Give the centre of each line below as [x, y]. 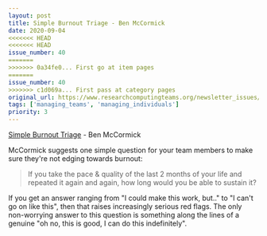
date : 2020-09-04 [37, 30]
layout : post [30, 16]
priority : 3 [28, 112]
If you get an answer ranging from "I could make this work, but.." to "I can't [131, 198]
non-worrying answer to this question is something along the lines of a [124, 215]
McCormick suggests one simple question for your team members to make [131, 150]
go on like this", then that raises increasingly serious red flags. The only [125, 206]
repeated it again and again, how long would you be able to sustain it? [142, 183]
